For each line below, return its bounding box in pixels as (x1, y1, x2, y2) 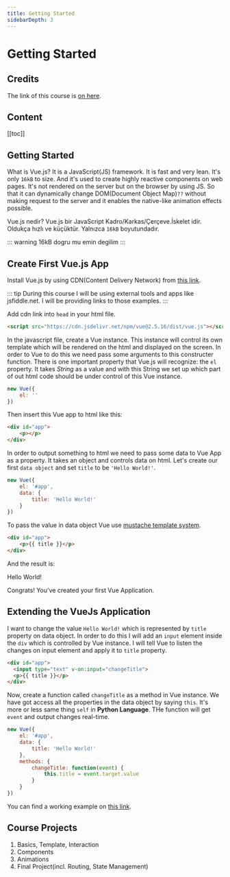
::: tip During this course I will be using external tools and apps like (7, 289, 194, 297)
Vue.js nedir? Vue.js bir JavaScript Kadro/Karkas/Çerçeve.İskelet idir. (7, 218, 202, 226)
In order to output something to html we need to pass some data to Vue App (7, 449, 222, 457)
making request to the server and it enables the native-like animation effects (7, 197, 222, 205)
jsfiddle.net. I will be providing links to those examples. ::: (7, 296, 168, 305)
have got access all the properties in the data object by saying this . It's (7, 698, 209, 707)
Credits (7, 73, 40, 85)
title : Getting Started (7, 10, 75, 17)
